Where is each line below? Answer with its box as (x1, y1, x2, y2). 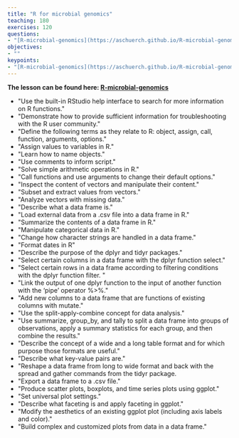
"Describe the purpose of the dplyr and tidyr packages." (17, 248, 183, 256)
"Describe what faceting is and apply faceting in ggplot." (17, 400, 184, 408)
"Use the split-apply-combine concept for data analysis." (17, 308, 185, 317)
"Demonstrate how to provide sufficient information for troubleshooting (17, 112, 226, 120)
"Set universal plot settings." (17, 392, 102, 400)
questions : (7, 30, 40, 38)
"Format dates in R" (17, 240, 76, 249)
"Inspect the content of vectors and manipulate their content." (17, 179, 199, 189)
